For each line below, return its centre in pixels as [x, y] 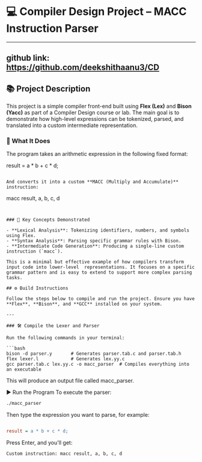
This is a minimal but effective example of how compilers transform [95, 262]
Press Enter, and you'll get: [39, 443]
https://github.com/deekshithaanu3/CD [83, 68]
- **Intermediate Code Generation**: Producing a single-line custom [95, 246]
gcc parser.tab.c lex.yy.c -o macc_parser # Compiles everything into [98, 365]
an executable [24, 370]
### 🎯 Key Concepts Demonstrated [48, 220]
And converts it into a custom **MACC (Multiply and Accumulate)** [93, 182]
